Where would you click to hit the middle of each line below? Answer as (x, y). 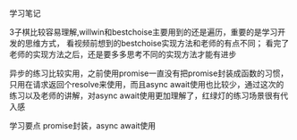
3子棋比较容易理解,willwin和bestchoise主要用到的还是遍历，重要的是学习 (144, 32)
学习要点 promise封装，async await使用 (83, 126)
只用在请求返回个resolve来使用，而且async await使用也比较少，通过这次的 (147, 84)
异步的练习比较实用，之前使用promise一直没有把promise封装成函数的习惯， (149, 73)
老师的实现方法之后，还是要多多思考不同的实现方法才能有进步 (123, 54)
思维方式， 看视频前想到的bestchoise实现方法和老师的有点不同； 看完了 (157, 43)
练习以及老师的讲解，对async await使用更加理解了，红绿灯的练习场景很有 (145, 95)
